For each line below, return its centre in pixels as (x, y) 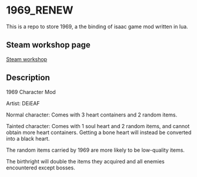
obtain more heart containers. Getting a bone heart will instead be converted (99, 132)
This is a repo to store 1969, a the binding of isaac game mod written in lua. (97, 26)
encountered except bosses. (41, 168)
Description (28, 78)
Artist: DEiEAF (23, 103)
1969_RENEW (40, 10)
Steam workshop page (49, 45)
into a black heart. (28, 138)
